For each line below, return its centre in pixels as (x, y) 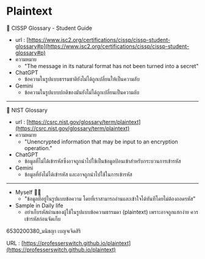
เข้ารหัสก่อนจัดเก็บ (42, 219)
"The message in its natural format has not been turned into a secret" (111, 66)
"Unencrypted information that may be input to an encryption (101, 142)
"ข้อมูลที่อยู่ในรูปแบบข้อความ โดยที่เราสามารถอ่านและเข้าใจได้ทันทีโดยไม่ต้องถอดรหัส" (110, 198)
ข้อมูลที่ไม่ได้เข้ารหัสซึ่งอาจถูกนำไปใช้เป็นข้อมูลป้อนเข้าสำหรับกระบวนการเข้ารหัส (103, 161)
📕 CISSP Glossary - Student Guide (49, 28)
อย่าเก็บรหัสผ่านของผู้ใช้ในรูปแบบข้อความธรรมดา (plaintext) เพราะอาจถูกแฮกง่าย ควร (111, 212)
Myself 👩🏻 (28, 192)
